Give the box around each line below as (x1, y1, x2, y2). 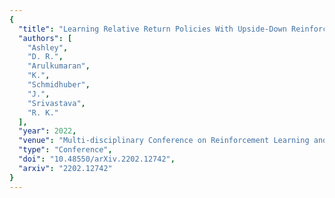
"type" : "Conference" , (18, 145, 113, 155)
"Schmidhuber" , (27, 80, 91, 90)
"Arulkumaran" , (27, 61, 91, 71)
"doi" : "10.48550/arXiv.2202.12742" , (18, 154, 176, 164)
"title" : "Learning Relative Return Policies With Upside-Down (18, 24, 287, 34)
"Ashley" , (27, 42, 69, 53)
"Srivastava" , (27, 98, 86, 108)
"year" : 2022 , (18, 126, 77, 136)
